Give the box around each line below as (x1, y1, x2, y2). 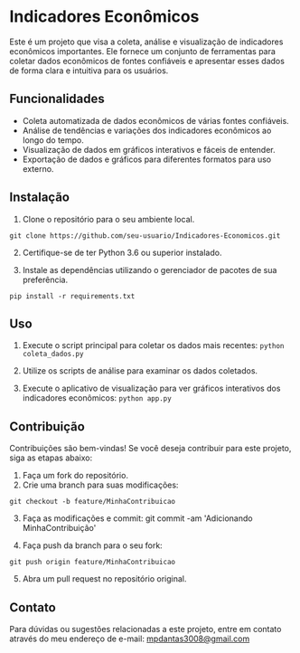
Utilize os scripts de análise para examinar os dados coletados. (22, 365, 258, 376)
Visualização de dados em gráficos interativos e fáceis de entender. (22, 144, 276, 155)
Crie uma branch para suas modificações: (22, 479, 179, 490)
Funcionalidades (9, 91, 106, 107)
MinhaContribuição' (22, 523, 97, 534)
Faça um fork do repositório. (22, 470, 129, 481)
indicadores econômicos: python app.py (22, 393, 172, 403)
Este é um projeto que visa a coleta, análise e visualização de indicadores (9, 36, 284, 47)
